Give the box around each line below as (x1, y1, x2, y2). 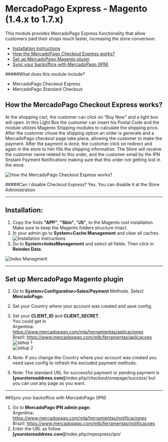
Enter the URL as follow (12, 426, 61, 432)
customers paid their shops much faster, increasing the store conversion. (5, 36, 156, 42)
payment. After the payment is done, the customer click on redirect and (5, 140, 152, 146)
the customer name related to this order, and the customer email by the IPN (5, 151, 160, 157)
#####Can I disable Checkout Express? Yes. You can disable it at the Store (5, 181, 160, 187)
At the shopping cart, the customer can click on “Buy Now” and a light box (5, 114, 158, 120)
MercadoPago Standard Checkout (12, 86, 83, 92)
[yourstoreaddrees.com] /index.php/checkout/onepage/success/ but (12, 375, 156, 381)
